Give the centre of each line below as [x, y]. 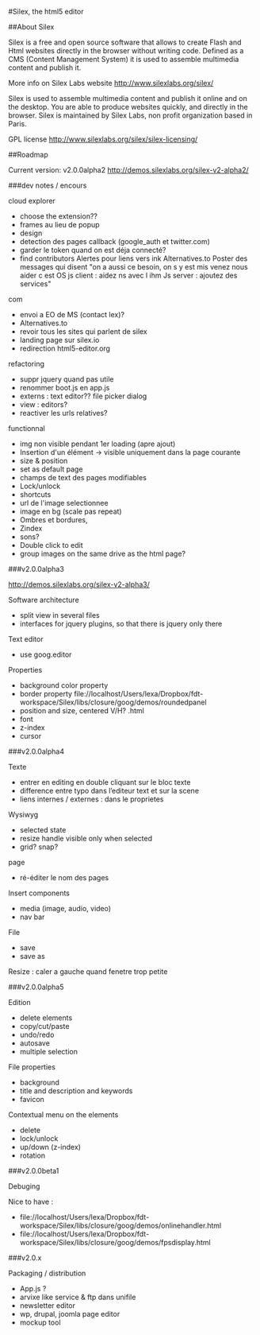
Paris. [18, 124]
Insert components [39, 893]
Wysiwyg [23, 815]
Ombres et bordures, [54, 520]
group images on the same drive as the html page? [103, 553]
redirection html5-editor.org [65, 348]
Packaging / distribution [47, 1273]
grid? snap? [39, 847]
